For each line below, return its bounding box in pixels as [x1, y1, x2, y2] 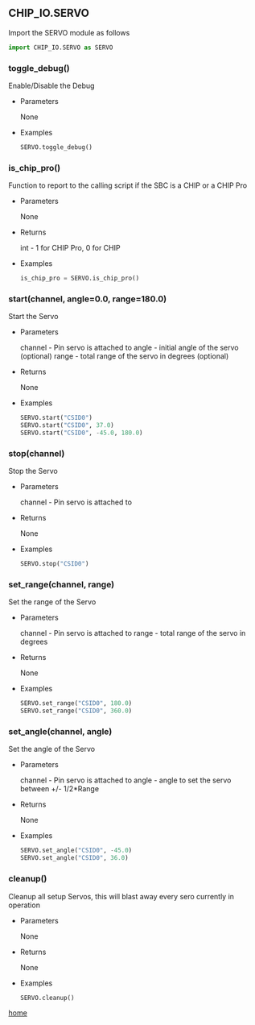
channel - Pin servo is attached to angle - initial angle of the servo [19, 342, 239, 353]
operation [8, 900, 40, 910]
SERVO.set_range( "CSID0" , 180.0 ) [19, 699, 133, 708]
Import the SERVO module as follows [8, 27, 130, 37]
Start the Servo [8, 312, 59, 322]
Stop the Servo [8, 467, 58, 476]
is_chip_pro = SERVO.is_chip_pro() [19, 274, 140, 283]
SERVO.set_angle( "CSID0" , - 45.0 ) [19, 846, 133, 855]
